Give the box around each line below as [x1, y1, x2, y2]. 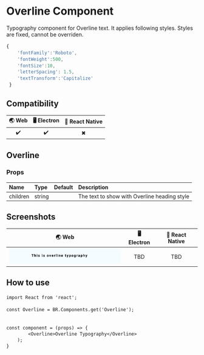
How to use [6, 278, 50, 288]
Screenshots [6, 212, 56, 222]
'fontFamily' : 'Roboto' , [17, 50, 78, 56]
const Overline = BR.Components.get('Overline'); [6, 306, 135, 312]
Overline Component [6, 4, 114, 18]
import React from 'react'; [6, 294, 78, 300]
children [8, 193, 30, 200]
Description [78, 184, 109, 191]
